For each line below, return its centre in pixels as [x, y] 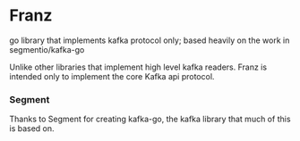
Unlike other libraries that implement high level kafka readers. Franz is [138, 67]
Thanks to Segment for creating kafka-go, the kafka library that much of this [150, 119]
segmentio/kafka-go [47, 49]
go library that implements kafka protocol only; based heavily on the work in [150, 40]
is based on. [32, 129]
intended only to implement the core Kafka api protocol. [112, 76]
